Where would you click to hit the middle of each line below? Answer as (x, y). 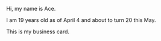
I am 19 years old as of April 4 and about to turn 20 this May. (81, 20)
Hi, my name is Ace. (31, 9)
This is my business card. (38, 31)
